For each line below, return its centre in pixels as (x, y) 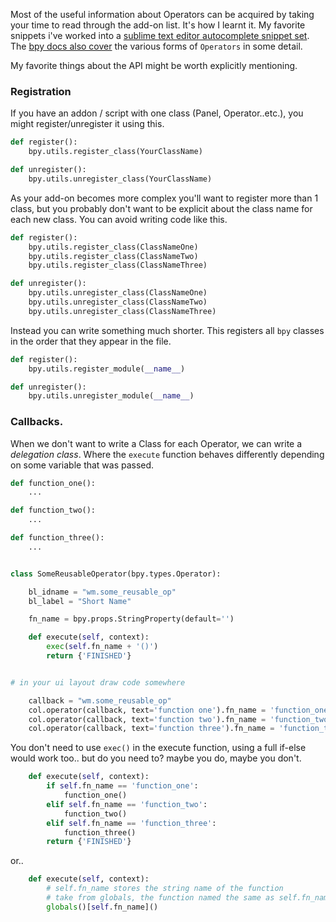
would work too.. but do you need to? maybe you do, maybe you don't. (156, 758)
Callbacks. (37, 422)
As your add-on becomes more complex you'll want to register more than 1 (164, 198)
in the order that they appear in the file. (91, 341)
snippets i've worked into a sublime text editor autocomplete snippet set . (160, 35)
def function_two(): (53, 510)
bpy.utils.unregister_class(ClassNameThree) (122, 311)
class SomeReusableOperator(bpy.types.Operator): (116, 574)
